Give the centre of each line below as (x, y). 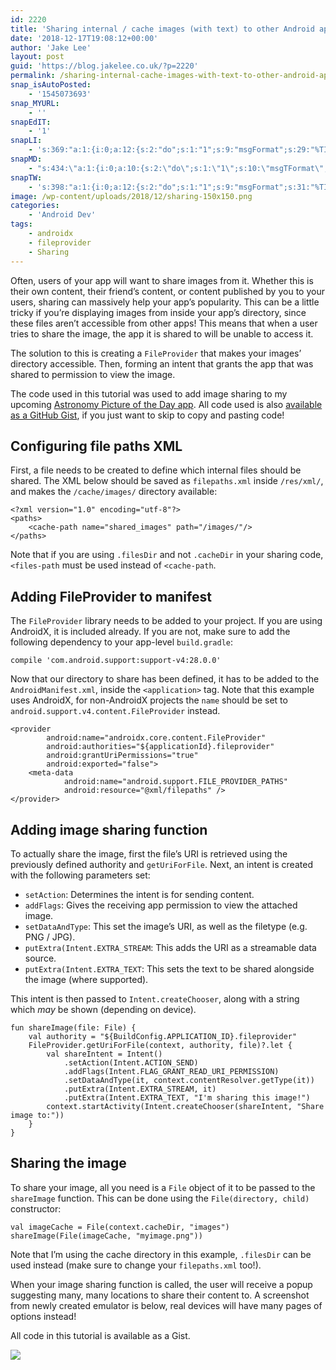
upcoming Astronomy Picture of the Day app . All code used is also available (166, 404)
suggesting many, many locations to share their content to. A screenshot (160, 1295)
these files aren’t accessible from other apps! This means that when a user (164, 323)
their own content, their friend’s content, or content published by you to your (167, 291)
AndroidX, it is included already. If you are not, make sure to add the (150, 632)
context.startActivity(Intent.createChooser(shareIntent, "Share (185, 1106)
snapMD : (26, 159)
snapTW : (26, 177)
